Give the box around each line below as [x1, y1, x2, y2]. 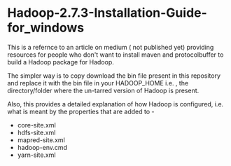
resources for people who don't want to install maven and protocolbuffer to [7, 50, 224, 59]
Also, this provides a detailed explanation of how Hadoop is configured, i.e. [7, 99, 224, 108]
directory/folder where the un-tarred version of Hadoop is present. [7, 86, 199, 95]
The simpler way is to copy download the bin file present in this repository [7, 71, 221, 80]
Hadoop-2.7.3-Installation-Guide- [7, 5, 208, 21]
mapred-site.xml [17, 135, 65, 144]
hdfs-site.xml [17, 128, 56, 137]
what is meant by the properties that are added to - [7, 107, 155, 116]
